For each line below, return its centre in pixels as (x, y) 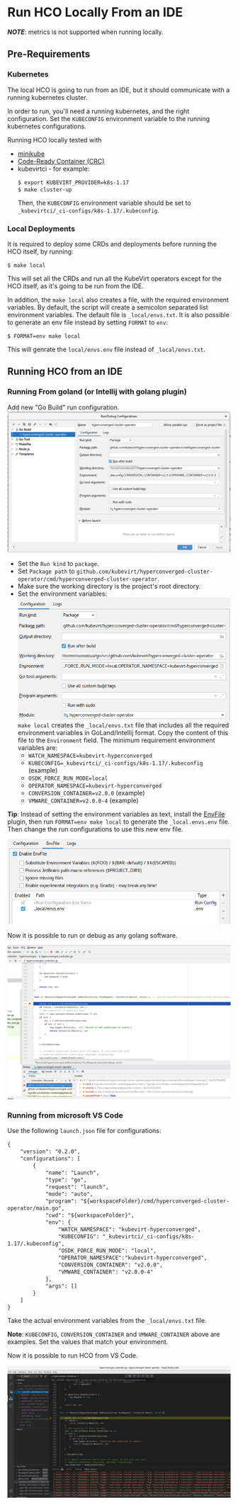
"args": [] (61, 1286)
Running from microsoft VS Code (65, 1115)
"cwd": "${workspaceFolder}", (90, 1215)
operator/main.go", (36, 1208)
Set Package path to (46, 571)
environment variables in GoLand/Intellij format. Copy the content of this (123, 733)
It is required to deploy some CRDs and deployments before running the (112, 244)
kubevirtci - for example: (53, 169)
